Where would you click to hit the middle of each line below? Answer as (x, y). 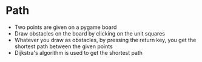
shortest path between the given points (63, 46)
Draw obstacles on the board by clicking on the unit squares (89, 33)
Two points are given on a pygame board (66, 27)
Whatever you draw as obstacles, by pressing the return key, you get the (105, 40)
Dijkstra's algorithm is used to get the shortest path (79, 52)
